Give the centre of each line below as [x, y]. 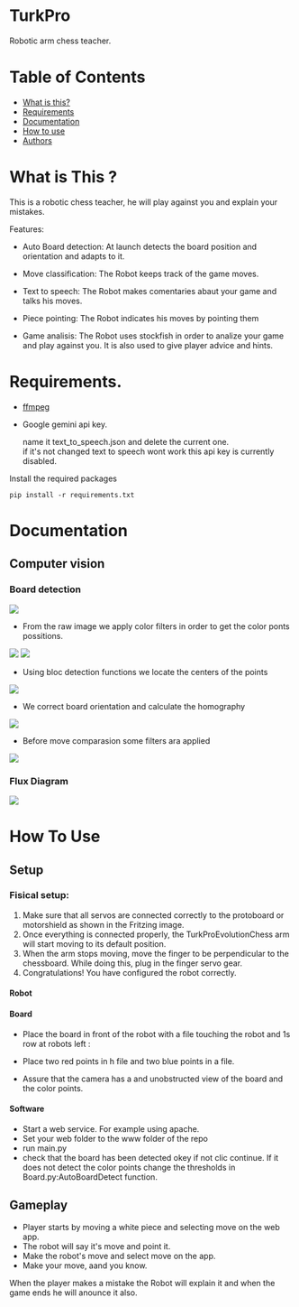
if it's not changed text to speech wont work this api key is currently [148, 451]
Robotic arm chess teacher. [60, 41]
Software [27, 1109]
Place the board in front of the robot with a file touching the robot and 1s [156, 1034]
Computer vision [57, 564]
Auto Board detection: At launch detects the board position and [140, 246]
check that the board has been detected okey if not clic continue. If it [150, 1157]
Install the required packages [63, 478]
